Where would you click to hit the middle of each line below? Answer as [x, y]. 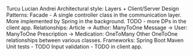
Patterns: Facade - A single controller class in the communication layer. [94, 15]
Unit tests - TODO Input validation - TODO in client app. [74, 46]
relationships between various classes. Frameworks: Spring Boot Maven [95, 40]
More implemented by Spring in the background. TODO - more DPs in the [96, 21]
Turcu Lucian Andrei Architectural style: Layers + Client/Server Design [93, 9]
